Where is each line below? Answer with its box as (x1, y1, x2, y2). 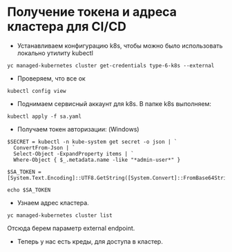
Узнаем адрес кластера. (17, 198, 90, 207)
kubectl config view (7, 87, 67, 94)
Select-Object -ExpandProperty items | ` (13, 150, 135, 157)
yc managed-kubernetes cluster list (7, 211, 113, 219)
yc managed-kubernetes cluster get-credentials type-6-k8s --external (7, 62, 215, 69)
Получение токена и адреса (7, 4, 177, 20)
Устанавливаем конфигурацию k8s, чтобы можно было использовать (17, 41, 223, 50)
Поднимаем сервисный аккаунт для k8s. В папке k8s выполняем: (17, 99, 212, 107)
